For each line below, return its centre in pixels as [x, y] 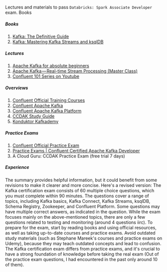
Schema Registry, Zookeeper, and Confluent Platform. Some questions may [83, 206]
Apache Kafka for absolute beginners [51, 66]
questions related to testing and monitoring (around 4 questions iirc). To [79, 222]
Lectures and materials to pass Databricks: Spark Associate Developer [79, 7]
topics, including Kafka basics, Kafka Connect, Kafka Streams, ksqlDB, [78, 201]
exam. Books [18, 12]
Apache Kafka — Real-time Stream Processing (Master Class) [75, 71]
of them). [14, 265]
